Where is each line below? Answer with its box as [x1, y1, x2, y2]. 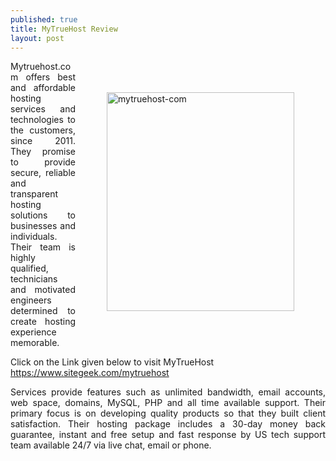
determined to [10, 305, 76, 317]
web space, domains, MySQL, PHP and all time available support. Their [10, 397, 326, 409]
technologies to [10, 114, 76, 126]
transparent [10, 188, 58, 200]
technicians [10, 273, 58, 285]
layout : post [10, 33, 65, 43]
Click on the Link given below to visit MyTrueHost [10, 356, 215, 368]
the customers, [10, 124, 76, 136]
